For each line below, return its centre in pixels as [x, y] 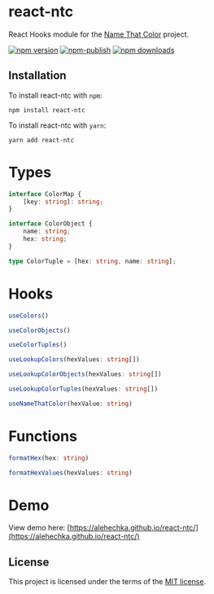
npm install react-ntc [47, 110]
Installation [37, 76]
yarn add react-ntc [41, 140]
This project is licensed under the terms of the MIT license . [107, 582]
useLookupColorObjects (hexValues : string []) [85, 374]
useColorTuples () [38, 345]
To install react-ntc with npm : [56, 95]
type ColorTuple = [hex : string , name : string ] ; [92, 261]
